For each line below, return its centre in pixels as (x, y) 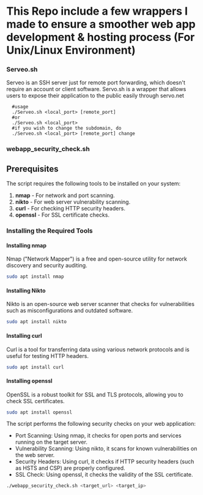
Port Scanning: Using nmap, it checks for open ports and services (98, 436)
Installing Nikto (26, 290)
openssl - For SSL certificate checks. (62, 215)
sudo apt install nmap (35, 277)
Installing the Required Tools (50, 231)
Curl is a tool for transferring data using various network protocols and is (98, 349)
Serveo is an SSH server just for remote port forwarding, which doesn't (96, 83)
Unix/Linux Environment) (71, 50)
